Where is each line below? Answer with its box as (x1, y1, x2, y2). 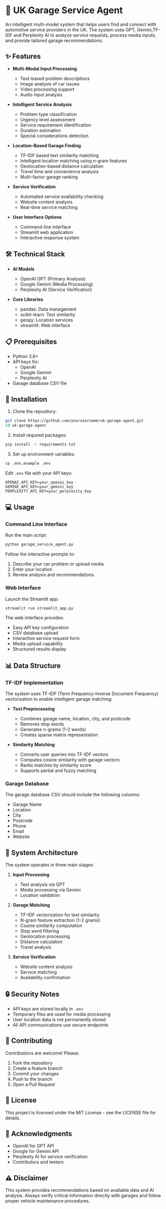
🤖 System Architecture (5, 848, 78, 857)
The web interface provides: (5, 615, 64, 621)
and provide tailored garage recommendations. (5, 37, 104, 44)
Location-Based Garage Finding (12, 142, 81, 148)
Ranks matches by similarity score (20, 762, 92, 769)
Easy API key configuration (12, 625, 69, 631)
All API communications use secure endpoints (12, 1022, 109, 1028)
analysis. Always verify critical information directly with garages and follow (5, 1192, 161, 1199)
